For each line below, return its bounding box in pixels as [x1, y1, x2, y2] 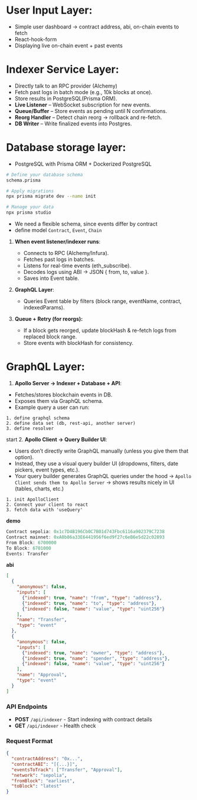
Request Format [6, 737, 53, 745]
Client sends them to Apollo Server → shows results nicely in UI [14, 479, 175, 486]
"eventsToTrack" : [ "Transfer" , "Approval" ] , [11, 767, 123, 773]
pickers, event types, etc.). [14, 466, 80, 473]
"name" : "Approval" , [17, 672, 67, 678]
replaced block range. [23, 333, 77, 340]
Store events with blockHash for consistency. [23, 340, 134, 347]
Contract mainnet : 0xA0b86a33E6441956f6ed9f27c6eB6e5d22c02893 [6, 534, 165, 540]
